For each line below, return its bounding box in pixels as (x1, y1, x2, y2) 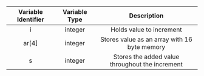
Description (129, 11, 164, 20)
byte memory (127, 43, 166, 51)
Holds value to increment (110, 25, 182, 34)
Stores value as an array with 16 (100, 36, 192, 43)
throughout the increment (110, 60, 183, 68)
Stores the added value (113, 52, 180, 61)
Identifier (17, 15, 44, 24)
